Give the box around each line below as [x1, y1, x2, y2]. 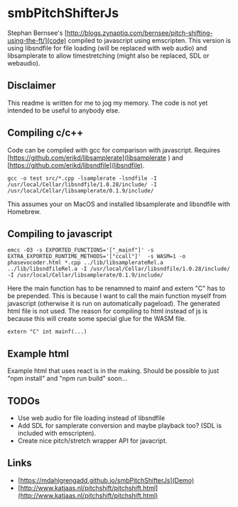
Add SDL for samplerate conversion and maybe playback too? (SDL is [17, 421, 222, 429]
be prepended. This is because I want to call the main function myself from [7, 292, 227, 300]
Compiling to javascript [7, 227, 113, 240]
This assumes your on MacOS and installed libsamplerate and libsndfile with [7, 200, 231, 208]
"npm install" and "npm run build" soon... [7, 374, 128, 383]
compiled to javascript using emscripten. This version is [67, 36, 231, 44]
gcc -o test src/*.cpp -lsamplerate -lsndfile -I [7, 175, 158, 182]
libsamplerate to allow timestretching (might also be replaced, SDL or [7, 51, 210, 60]
